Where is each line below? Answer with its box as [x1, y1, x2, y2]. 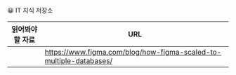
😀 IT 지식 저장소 [7, 6, 53, 14]
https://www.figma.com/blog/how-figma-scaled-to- [44, 48, 222, 57]
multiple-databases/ [44, 56, 113, 65]
